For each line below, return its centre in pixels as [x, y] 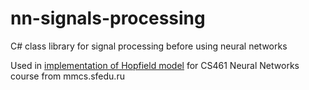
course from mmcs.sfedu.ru [67, 76]
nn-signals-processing [108, 18]
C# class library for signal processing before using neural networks [149, 46]
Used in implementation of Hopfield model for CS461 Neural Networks [155, 65]
